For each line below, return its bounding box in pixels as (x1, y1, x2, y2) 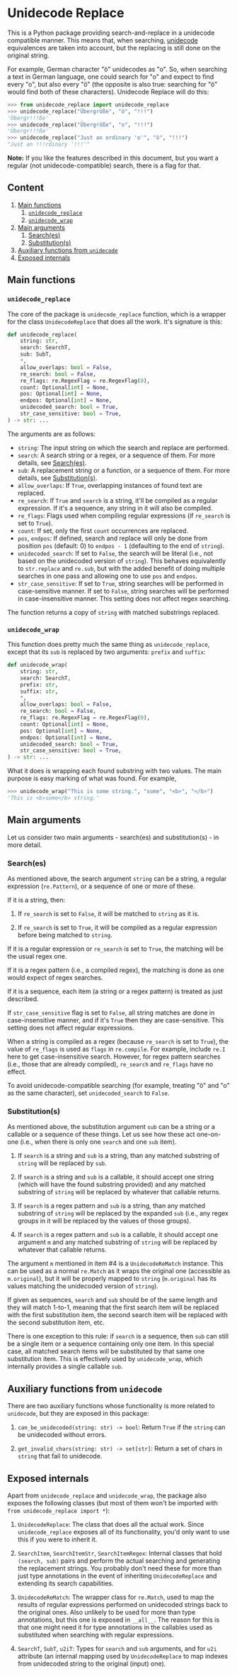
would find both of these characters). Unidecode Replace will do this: (7, 87, 209, 96)
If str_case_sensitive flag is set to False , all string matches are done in (7, 1008, 215, 1017)
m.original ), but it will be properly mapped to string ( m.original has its (7, 1275, 217, 1283)
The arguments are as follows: (7, 430, 96, 438)
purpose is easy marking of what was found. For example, (7, 774, 177, 782)
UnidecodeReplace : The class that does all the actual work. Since (17, 1520, 204, 1529)
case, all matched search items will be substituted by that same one (7, 1347, 205, 1355)
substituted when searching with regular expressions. (17, 1631, 175, 1639)
